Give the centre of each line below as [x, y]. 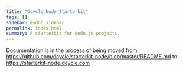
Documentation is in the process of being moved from [72, 50]
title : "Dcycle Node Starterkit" [47, 12]
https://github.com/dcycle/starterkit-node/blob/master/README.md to [92, 57]
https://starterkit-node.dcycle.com [48, 63]
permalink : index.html [34, 28]
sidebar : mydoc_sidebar [35, 22]
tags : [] [17, 17]
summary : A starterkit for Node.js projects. [63, 34]
